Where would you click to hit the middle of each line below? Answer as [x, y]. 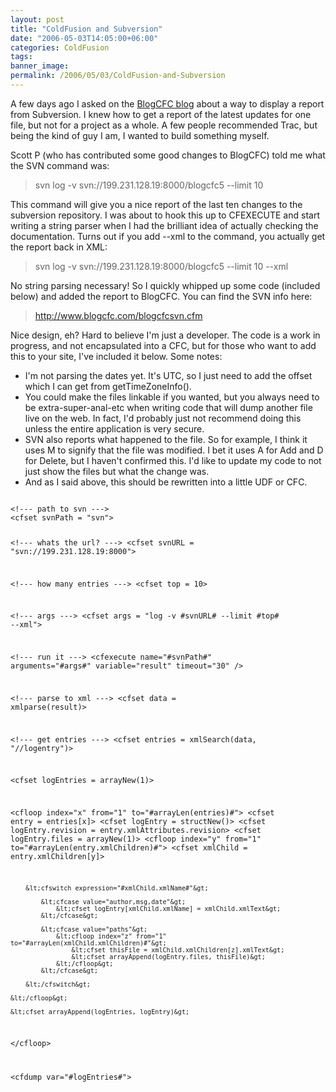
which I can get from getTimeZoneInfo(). [108, 386]
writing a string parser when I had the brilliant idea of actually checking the [164, 225]
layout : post [37, 19]
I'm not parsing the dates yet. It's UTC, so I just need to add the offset [168, 375]
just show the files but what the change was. [117, 471]
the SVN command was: [60, 165]
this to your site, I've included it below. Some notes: [116, 356]
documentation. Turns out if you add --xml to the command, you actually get [168, 236]
